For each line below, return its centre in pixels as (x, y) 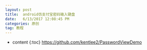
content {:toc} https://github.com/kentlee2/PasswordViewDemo (77, 42)
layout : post (18, 10)
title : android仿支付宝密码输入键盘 (40, 14)
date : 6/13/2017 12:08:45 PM (37, 19)
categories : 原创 (22, 24)
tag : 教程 (14, 28)
